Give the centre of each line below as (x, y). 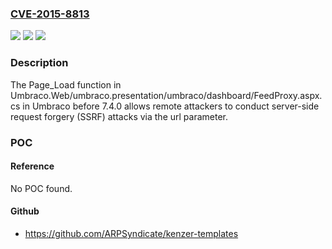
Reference (32, 166)
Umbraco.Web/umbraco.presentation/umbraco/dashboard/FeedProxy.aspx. (166, 95)
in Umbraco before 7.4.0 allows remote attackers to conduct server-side (171, 106)
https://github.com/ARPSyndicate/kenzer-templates (131, 233)
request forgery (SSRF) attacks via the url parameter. (119, 116)
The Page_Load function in (66, 84)
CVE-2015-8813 (50, 14)
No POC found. (41, 188)
